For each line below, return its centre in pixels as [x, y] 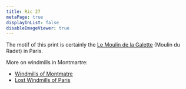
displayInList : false [33, 22]
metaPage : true [25, 17]
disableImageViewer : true [38, 28]
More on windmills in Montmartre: [47, 62]
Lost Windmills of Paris [42, 80]
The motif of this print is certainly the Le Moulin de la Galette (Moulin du [93, 45]
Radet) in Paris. [24, 51]
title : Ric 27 [24, 11]
